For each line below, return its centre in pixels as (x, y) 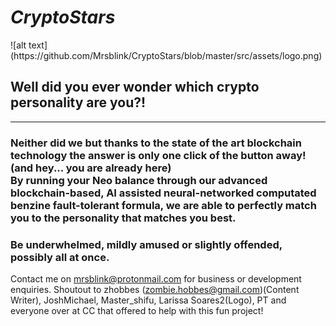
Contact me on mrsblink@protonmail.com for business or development (156, 278)
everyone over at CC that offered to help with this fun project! (137, 310)
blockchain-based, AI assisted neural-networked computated (163, 193)
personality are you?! (78, 102)
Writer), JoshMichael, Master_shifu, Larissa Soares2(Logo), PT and (148, 300)
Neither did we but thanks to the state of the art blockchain (156, 143)
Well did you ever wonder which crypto (135, 87)
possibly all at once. (60, 257)
